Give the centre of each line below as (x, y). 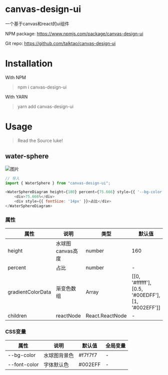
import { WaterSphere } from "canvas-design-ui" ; (58, 183)
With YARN (16, 96)
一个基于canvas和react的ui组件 (37, 23)
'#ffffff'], (141, 282)
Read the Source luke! (40, 140)
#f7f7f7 (88, 355)
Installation (29, 64)
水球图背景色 (59, 355)
